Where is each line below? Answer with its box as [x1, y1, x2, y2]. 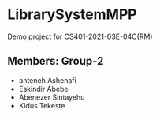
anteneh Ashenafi [18, 75, 76, 85]
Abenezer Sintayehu [18, 92, 85, 102]
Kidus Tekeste [18, 100, 65, 110]
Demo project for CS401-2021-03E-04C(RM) [7, 32, 153, 41]
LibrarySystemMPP [7, 6, 137, 24]
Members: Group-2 [7, 55, 104, 68]
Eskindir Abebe [18, 84, 69, 93]
